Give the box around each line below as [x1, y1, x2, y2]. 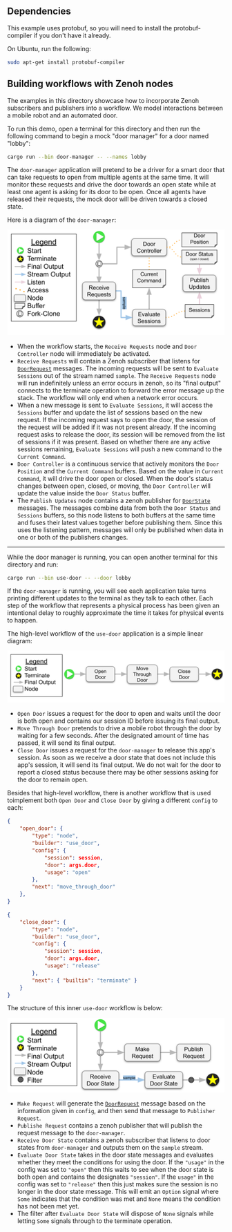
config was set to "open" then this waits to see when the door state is [17, 1165, 214, 1173]
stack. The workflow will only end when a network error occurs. [17, 393, 199, 401]
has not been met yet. [17, 1202, 79, 1210]
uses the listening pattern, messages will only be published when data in [17, 525, 224, 534]
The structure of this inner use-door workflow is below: [7, 1004, 163, 1012]
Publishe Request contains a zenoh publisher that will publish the [17, 1121, 202, 1129]
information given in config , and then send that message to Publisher [17, 1106, 215, 1115]
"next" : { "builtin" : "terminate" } [32, 977, 137, 984]
